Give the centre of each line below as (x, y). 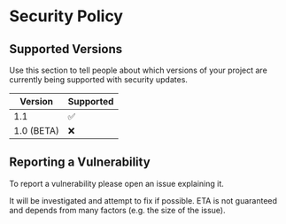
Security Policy (66, 16)
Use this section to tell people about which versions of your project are (138, 70)
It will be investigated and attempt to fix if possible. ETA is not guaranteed (143, 200)
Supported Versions (66, 49)
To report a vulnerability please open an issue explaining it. (116, 183)
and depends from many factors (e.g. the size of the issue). (117, 210)
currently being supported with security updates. (99, 80)
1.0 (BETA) (36, 131)
